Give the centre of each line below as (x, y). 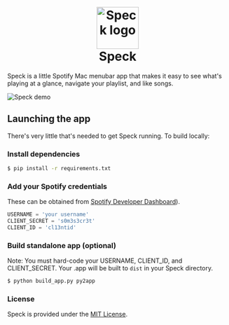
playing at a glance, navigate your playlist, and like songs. (90, 83)
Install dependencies (44, 154)
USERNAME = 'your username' (48, 215)
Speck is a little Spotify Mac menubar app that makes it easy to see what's (115, 76)
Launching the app (49, 119)
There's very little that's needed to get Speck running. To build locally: (109, 136)
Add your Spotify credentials (57, 186)
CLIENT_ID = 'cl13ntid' (42, 227)
